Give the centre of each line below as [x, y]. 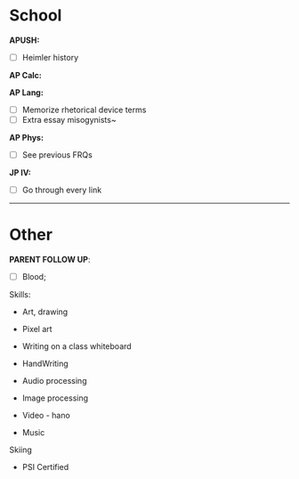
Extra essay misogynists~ [69, 120]
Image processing [55, 398]
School [36, 16]
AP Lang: [27, 93]
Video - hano [46, 416]
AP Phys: [27, 138]
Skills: [20, 295]
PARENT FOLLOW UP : [50, 260]
